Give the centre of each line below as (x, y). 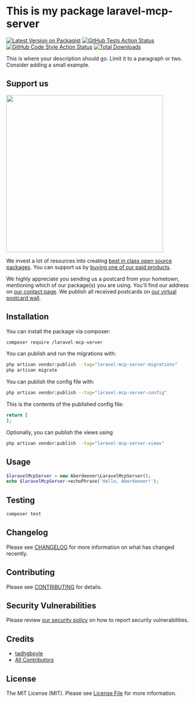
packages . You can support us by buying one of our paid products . (89, 267)
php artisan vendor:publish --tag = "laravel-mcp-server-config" (87, 393)
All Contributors (34, 660)
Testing (21, 500)
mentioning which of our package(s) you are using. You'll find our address (97, 285)
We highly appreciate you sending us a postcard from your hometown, (93, 279)
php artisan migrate (32, 371)
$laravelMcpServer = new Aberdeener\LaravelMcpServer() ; (79, 476)
